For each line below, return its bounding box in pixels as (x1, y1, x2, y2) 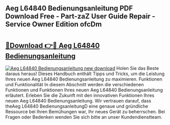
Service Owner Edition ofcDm (5, 20, 102, 29)
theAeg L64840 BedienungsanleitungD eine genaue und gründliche (5, 103, 148, 109)
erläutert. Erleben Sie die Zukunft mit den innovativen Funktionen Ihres (5, 92, 155, 98)
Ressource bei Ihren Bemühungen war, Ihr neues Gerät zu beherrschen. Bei (5, 109, 165, 114)
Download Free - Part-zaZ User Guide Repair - (5, 12, 156, 21)
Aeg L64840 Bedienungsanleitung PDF (5, 4, 134, 13)
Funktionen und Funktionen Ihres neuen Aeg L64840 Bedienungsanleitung (5, 87, 163, 93)
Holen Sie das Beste (116, 65, 159, 71)
